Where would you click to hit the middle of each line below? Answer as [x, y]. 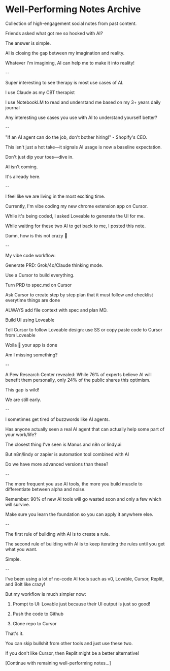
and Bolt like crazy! [25, 584]
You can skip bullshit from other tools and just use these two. [69, 643]
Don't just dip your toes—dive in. [39, 157]
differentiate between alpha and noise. [45, 489]
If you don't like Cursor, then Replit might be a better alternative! [72, 653]
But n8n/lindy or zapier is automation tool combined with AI [67, 454]
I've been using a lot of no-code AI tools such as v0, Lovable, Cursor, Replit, [84, 578]
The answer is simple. [28, 43]
